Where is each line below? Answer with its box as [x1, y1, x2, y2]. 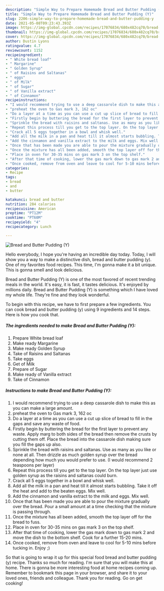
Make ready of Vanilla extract [12, 371, 72, 377]
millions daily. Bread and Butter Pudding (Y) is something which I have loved [5, 286, 158, 292]
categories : [5, 166, 30, 171]
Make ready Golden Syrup [12, 345, 65, 351]
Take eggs [12, 356, 34, 362]
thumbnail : [5, 30, 28, 35]
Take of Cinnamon [12, 376, 50, 382]
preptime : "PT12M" [5, 210, 43, 216]
